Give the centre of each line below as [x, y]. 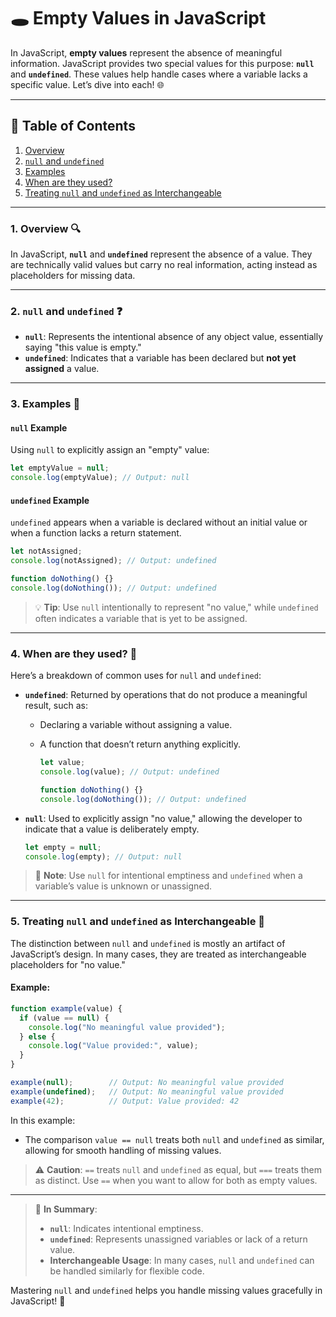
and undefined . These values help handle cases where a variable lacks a [159, 74]
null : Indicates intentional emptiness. [126, 1228]
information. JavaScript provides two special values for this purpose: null [162, 63]
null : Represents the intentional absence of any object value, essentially [174, 337]
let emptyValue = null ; [60, 468]
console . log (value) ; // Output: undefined [129, 772]
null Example [39, 427]
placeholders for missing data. [73, 276]
